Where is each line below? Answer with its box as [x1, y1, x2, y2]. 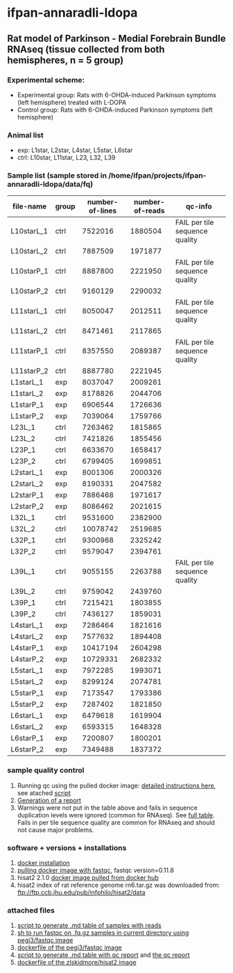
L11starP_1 [10, 346, 49, 356]
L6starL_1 [10, 710, 44, 720]
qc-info [186, 201, 212, 211]
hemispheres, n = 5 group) [7, 54, 124, 66]
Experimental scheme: [7, 75, 85, 85]
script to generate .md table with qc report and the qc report [17, 951, 190, 959]
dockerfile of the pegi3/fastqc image [17, 943, 123, 952]
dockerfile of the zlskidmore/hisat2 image [17, 958, 137, 967]
